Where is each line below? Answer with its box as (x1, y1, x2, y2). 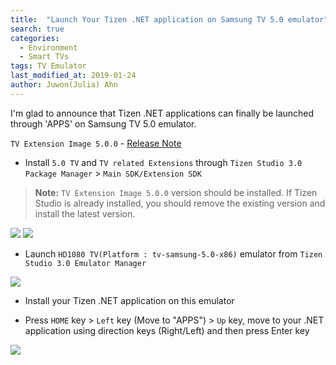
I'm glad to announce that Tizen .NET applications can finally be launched (10, 107, 315, 119)
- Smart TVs (19, 52, 70, 62)
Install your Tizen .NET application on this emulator (24, 294, 235, 306)
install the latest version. (34, 207, 136, 220)
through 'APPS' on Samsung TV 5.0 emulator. (10, 117, 197, 130)
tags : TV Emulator (10, 61, 87, 71)
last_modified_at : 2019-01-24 (10, 71, 137, 81)
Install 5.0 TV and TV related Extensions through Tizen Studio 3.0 (24, 156, 303, 168)
